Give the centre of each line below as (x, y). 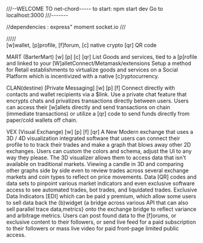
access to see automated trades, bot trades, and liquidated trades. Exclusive (102, 190)
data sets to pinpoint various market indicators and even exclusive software (101, 183)
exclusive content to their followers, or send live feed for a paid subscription (101, 222)
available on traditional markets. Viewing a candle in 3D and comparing (95, 164)
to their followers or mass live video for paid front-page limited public (93, 228)
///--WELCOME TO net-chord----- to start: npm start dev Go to (85, 9)
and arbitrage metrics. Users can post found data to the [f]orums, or (92, 215)
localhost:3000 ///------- (37, 15)
